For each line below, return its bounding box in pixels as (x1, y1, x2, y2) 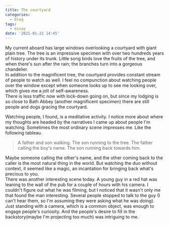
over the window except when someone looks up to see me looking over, (5, 82, 157, 88)
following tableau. (5, 130, 42, 136)
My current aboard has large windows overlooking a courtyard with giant (5, 45, 157, 51)
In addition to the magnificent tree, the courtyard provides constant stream (5, 72, 160, 77)
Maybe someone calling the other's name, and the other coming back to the (5, 155, 163, 161)
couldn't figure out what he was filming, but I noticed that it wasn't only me (5, 187, 161, 193)
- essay (10, 26, 26, 31)
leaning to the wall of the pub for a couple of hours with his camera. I (5, 182, 149, 188)
